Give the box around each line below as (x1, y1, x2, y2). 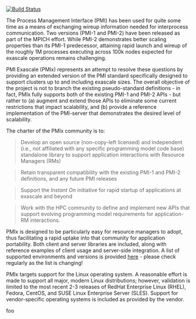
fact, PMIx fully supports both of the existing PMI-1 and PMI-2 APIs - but (6, 91, 181, 98)
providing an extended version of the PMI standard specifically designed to (6, 72, 188, 79)
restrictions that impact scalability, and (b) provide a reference (6, 104, 157, 110)
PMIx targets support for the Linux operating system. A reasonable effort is (6, 271, 188, 278)
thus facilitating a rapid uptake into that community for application (6, 234, 165, 241)
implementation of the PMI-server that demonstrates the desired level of (6, 109, 181, 117)
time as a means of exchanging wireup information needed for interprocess (6, 24, 188, 30)
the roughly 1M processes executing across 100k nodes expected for (6, 48, 173, 55)
